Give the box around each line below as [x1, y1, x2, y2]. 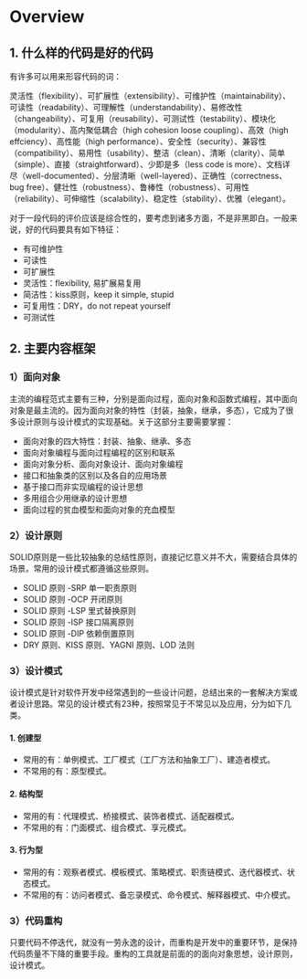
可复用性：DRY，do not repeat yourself [22, 300, 172, 311]
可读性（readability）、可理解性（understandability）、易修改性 [9, 102, 243, 112]
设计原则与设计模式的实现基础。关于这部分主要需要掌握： [16, 416, 234, 426]
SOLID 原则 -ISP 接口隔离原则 [22, 616, 134, 627]
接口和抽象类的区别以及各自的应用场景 [22, 469, 167, 480]
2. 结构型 [9, 788, 44, 800]
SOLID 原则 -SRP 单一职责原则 [22, 582, 137, 593]
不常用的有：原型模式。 [22, 765, 111, 777]
